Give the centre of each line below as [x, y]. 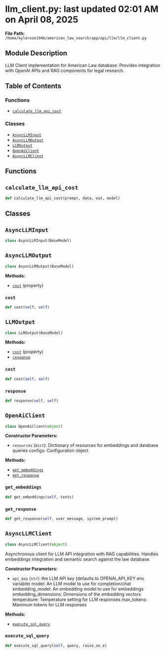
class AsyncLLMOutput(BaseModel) [40, 266]
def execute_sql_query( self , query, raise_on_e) [56, 646]
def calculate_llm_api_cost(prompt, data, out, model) [63, 198]
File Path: [15, 33]
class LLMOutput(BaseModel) [34, 333]
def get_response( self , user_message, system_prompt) [62, 519]
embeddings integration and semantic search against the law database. [78, 559]
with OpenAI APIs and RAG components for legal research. [65, 70]
